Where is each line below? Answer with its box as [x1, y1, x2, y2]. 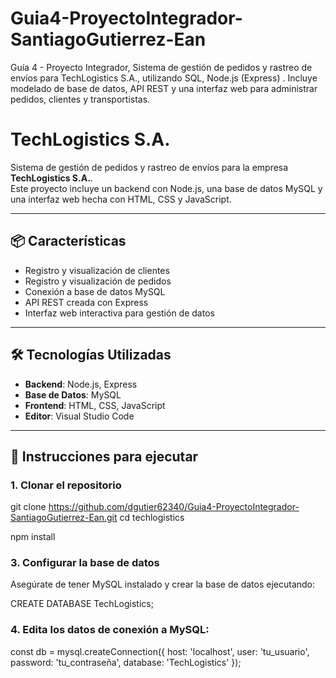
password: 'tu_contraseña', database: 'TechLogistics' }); [10, 656, 242, 668]
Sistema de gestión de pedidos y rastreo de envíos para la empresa [10, 161, 289, 173]
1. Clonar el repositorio [10, 478, 122, 492]
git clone [10, 501, 47, 513]
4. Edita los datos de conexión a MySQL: [10, 623, 210, 637]
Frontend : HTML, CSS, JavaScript [24, 399, 166, 411]
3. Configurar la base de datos [10, 556, 160, 570]
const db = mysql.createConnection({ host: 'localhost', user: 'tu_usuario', [10, 645, 310, 657]
